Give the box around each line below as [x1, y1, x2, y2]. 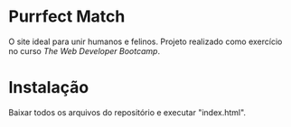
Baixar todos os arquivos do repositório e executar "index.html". [8, 106, 246, 118]
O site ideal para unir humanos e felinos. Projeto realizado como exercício [8, 36, 283, 47]
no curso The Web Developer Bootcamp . [8, 45, 160, 56]
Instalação [8, 77, 89, 98]
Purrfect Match [8, 6, 126, 27]
